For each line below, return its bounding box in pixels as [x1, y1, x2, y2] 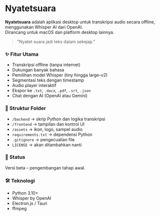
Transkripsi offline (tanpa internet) [12, 62, 81, 68]
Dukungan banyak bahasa [12, 67, 64, 73]
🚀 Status [5, 154, 26, 161]
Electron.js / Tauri [12, 200, 48, 206]
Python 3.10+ [12, 190, 39, 196]
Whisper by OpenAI [12, 195, 51, 201]
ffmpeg [12, 206, 27, 212]
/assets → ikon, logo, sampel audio [12, 126, 83, 132]
